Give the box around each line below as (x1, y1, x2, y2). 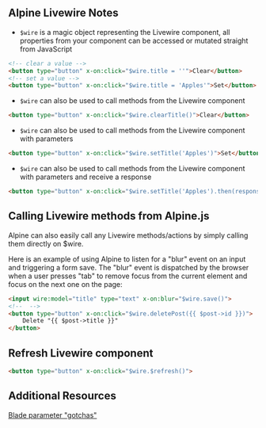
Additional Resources (8, 389, 116, 403)
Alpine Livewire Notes (8, 6, 119, 20)
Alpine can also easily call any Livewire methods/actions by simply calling (8, 230, 249, 240)
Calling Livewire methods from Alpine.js (8, 209, 210, 223)
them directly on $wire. (8, 239, 84, 248)
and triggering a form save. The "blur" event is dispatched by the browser (8, 262, 249, 272)
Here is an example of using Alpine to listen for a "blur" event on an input (8, 254, 246, 264)
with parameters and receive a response (19, 172, 152, 182)
